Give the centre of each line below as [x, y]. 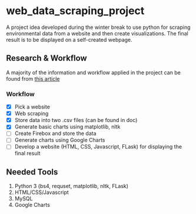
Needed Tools [32, 172]
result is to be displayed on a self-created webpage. [69, 39]
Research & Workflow [46, 58]
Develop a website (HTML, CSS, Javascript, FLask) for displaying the [98, 147]
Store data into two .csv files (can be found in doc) [76, 120]
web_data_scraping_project [75, 11]
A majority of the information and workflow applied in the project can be [94, 73]
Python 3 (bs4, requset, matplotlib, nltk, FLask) [71, 186]
